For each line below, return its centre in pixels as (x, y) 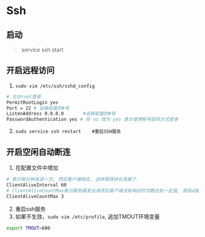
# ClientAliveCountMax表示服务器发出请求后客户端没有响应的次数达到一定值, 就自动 (101, 191)
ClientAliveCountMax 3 (35, 196)
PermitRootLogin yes (33, 102)
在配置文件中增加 (37, 168)
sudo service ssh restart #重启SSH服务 (68, 132)
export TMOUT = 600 (28, 228)
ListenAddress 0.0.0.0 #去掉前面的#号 (61, 114)
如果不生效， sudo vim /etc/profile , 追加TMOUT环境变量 (87, 216)
